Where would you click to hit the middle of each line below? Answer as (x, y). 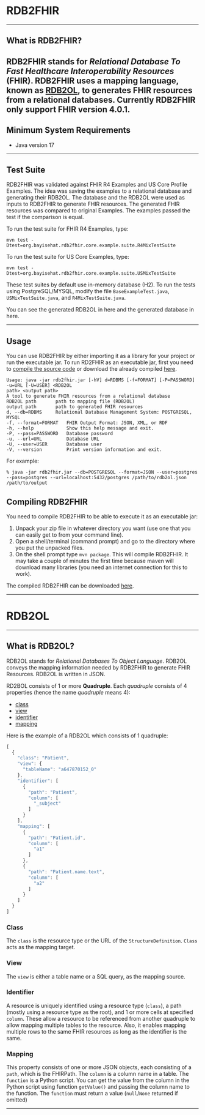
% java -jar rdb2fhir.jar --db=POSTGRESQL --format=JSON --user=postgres (102, 472)
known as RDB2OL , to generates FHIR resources (99, 90)
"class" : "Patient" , (43, 758)
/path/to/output (27, 483)
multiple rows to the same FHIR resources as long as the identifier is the (97, 1031)
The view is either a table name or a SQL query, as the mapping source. (96, 976)
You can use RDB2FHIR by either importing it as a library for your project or (101, 356)
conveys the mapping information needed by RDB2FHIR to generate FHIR (98, 667)
